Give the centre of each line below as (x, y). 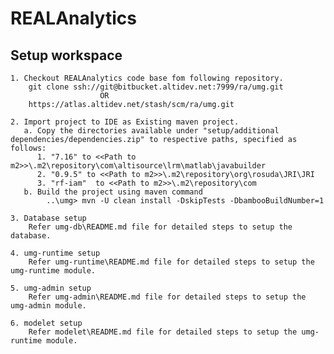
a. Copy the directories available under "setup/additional (151, 131)
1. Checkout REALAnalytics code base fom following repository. (147, 78)
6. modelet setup (46, 323)
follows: (28, 148)
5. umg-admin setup (51, 288)
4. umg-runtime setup (55, 253)
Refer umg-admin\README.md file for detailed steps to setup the (167, 297)
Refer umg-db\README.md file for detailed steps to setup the (160, 227)
